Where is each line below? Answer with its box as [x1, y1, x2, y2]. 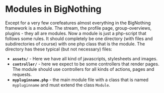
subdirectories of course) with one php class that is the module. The [5, 41, 145, 46]
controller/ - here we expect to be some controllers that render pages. [12, 61, 160, 67]
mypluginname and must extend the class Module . [12, 82, 110, 88]
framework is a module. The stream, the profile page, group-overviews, [5, 25, 152, 31]
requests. [12, 71, 32, 77]
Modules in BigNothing [5, 3, 102, 15]
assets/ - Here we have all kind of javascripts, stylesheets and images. [12, 55, 158, 61]
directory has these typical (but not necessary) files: [5, 46, 113, 52]
